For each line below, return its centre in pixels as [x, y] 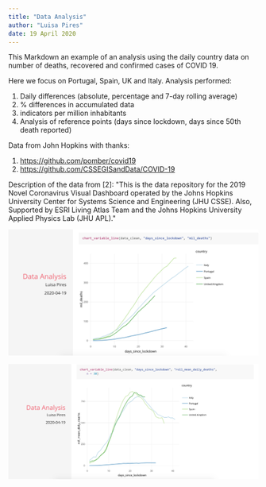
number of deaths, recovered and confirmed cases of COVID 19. [113, 66]
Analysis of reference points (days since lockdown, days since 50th [130, 122]
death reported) [46, 130]
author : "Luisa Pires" [46, 25]
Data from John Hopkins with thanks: [69, 145]
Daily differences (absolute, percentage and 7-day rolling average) [129, 96]
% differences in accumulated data [77, 105]
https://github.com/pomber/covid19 [78, 161]
